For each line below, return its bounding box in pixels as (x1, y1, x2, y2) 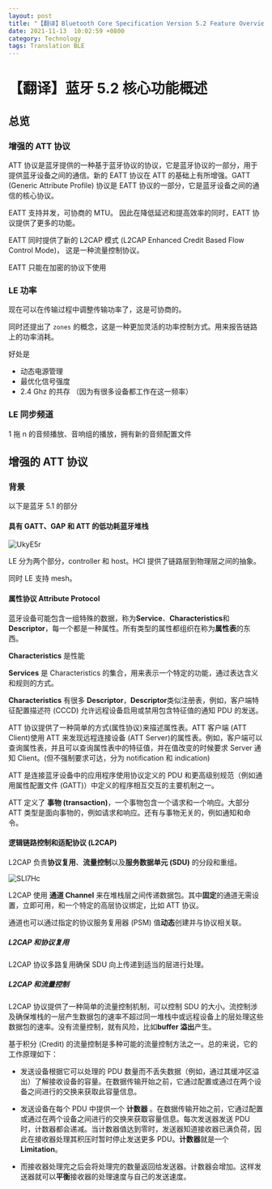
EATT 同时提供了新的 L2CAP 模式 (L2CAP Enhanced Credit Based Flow (8, 236, 244, 245)
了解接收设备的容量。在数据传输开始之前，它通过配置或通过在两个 (34, 1076, 255, 1086)
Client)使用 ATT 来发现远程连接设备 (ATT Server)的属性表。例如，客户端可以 (8, 732, 263, 742)
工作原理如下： (8, 1049, 58, 1059)
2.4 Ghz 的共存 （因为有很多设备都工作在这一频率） (19, 386, 193, 397)
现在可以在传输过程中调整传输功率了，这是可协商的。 (8, 305, 186, 314)
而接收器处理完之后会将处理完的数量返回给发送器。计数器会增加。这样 (19, 1161, 255, 1171)
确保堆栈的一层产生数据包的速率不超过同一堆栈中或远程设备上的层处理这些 (15, 1012, 264, 1021)
